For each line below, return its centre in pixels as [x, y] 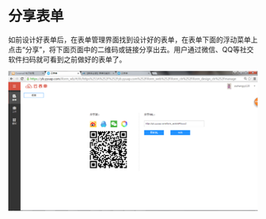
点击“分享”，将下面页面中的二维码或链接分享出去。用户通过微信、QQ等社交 [131, 49]
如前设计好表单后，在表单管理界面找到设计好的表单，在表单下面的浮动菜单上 [133, 40]
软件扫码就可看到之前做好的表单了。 [67, 59]
